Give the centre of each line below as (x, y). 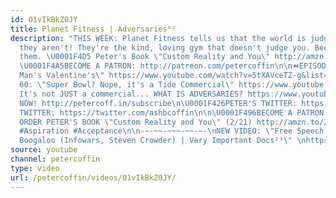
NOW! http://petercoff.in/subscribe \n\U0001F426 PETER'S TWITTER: (158, 103)
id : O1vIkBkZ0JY (44, 19)
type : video (35, 168)
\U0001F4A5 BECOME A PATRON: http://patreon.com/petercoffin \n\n (156, 66)
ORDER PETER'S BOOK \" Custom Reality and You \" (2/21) (136, 122)
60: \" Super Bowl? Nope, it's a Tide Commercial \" (127, 85)
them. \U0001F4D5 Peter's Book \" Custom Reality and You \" (145, 57)
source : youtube (44, 150)
